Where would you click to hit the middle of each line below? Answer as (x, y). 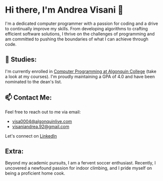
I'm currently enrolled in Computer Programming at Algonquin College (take (81, 71)
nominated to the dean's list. (34, 81)
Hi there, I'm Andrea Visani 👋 (64, 10)
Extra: (14, 151)
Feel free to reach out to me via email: (43, 112)
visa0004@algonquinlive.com (42, 121)
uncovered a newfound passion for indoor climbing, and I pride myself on (79, 168)
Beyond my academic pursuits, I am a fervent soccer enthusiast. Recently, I (81, 163)
